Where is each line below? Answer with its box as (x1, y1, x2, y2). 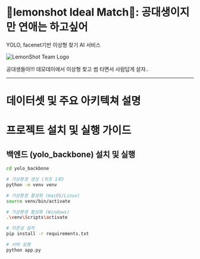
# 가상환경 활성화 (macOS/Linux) (6, 192, 80, 199)
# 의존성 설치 (6, 225, 35, 232)
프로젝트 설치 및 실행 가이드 (6, 124, 132, 137)
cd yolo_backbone (6, 165, 49, 172)
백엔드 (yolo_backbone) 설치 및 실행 (6, 149, 136, 159)
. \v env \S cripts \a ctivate (6, 214, 68, 221)
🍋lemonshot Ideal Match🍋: (6, 5, 139, 19)
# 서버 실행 (6, 242, 31, 248)
